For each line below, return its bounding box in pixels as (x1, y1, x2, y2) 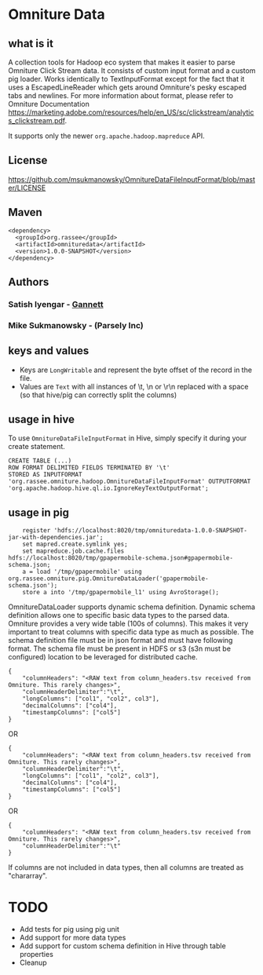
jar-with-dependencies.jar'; (8, 534, 104, 542)
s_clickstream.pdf (8, 116, 65, 125)
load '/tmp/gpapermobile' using (36, 568, 143, 576)
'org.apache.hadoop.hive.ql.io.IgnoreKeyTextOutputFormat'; (8, 484, 210, 492)
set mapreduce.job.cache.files (22, 547, 125, 555)
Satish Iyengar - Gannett (8, 298, 104, 309)
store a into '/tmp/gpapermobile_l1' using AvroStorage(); (22, 589, 220, 597)
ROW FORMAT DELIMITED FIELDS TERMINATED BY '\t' (8, 464, 170, 472)
